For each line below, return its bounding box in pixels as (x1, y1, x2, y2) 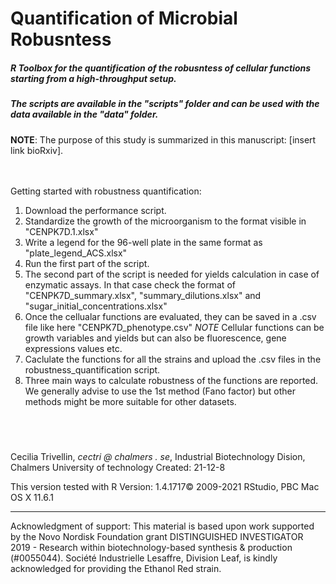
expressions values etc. (24, 342, 123, 354)
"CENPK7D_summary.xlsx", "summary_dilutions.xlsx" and (24, 289, 262, 301)
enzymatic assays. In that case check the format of (24, 278, 236, 291)
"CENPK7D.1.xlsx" (24, 225, 99, 237)
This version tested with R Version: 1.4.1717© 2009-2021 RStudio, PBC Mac (10, 481, 320, 493)
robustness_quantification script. (24, 363, 161, 376)
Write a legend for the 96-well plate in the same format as (24, 236, 263, 248)
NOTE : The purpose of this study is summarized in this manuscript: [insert (10, 133, 317, 146)
